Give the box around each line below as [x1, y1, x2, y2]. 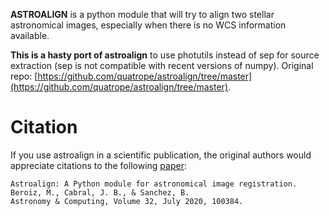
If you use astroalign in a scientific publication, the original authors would [10, 149, 312, 161]
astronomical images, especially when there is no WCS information [10, 19, 287, 31]
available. [10, 30, 50, 41]
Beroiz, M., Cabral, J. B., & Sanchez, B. [10, 187, 190, 198]
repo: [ [10, 70, 38, 82]
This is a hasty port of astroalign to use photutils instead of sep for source [10, 49, 320, 61]
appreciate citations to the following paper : [10, 159, 187, 171]
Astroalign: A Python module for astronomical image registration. [10, 179, 298, 189]
